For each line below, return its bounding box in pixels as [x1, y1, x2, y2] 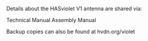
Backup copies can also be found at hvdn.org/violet [6, 28, 135, 35]
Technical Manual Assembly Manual [6, 17, 96, 23]
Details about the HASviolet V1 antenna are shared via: [6, 5, 143, 12]
